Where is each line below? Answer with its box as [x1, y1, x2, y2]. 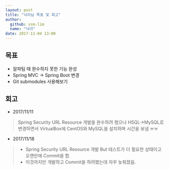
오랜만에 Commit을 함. [25, 152, 70, 158]
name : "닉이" [10, 26, 36, 32]
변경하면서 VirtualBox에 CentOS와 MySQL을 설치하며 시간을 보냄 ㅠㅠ [17, 125, 158, 131]
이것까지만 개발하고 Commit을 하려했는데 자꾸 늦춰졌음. [25, 159, 136, 165]
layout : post [5, 7, 33, 13]
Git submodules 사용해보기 [12, 78, 68, 84]
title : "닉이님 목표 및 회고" [5, 12, 61, 17]
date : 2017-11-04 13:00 [5, 31, 56, 36]
